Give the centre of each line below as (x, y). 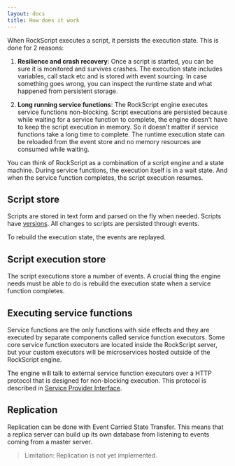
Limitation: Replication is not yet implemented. (91, 455)
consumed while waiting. (53, 149)
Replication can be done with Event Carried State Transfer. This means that (115, 427)
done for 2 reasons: (36, 48)
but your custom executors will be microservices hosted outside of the (109, 352)
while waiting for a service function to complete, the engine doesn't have (122, 119)
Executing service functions (70, 313)
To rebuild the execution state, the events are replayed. (87, 237)
